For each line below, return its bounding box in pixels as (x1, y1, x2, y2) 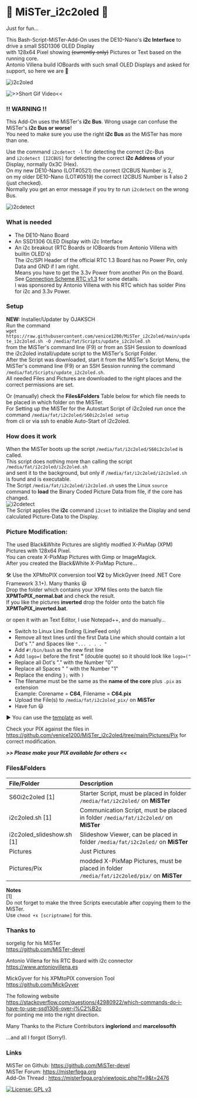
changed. (6, 494, 29, 501)
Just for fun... (6, 25, 39, 32)
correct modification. (6, 738, 57, 745)
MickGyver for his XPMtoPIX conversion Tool (6, 975, 115, 982)
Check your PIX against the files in (6, 725, 89, 732)
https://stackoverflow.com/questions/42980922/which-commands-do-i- (6, 999, 182, 1006)
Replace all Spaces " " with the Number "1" (14, 665, 118, 672)
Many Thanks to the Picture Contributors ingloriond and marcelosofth (6, 1023, 177, 1030)
